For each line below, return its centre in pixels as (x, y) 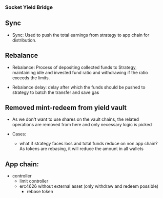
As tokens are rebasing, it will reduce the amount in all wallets (81, 149)
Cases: (19, 134)
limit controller (34, 181)
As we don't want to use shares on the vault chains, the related (75, 119)
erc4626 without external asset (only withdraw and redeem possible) (89, 186)
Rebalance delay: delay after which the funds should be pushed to (79, 87)
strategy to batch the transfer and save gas (55, 92)
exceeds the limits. (31, 78)
